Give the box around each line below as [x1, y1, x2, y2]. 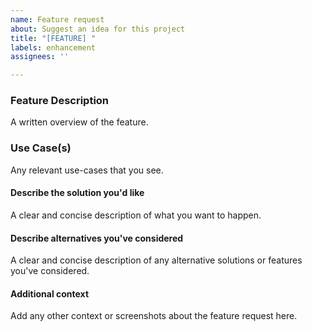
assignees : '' [10, 52, 70, 62]
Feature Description [10, 94, 110, 108]
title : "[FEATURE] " [10, 33, 97, 43]
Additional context [10, 287, 90, 300]
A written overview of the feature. [10, 116, 149, 128]
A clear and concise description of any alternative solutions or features [10, 254, 303, 266]
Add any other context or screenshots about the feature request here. [10, 310, 298, 322]
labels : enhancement [10, 42, 97, 53]
